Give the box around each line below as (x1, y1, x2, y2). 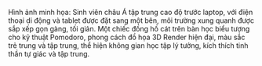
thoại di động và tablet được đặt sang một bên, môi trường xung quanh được (8, 16, 255, 25)
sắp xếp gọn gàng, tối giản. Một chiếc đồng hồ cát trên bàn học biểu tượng (8, 24, 250, 33)
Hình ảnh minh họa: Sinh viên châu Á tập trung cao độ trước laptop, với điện (8, 8, 253, 16)
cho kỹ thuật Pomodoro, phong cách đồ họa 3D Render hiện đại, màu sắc (8, 32, 246, 42)
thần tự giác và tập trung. (8, 49, 90, 58)
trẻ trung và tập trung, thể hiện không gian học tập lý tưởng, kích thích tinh (8, 41, 249, 50)
